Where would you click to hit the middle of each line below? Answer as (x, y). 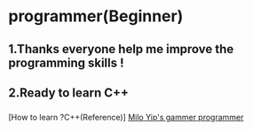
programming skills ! (67, 62)
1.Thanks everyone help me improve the (121, 49)
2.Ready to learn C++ (69, 92)
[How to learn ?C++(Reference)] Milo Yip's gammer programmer (126, 117)
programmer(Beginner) (96, 16)
